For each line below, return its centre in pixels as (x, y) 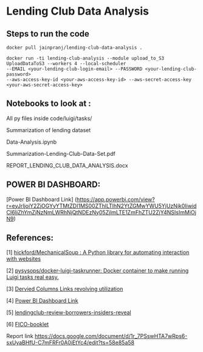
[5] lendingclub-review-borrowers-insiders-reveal (69, 312)
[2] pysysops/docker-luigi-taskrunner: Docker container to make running (98, 271)
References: (30, 238)
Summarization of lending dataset (49, 130)
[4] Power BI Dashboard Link (43, 301)
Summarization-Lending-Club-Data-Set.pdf (61, 153)
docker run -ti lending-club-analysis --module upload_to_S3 (85, 58)
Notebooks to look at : (49, 104)
